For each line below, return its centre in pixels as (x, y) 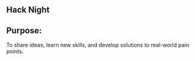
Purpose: (24, 30)
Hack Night (28, 10)
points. (15, 51)
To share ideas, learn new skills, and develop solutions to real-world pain (98, 45)
